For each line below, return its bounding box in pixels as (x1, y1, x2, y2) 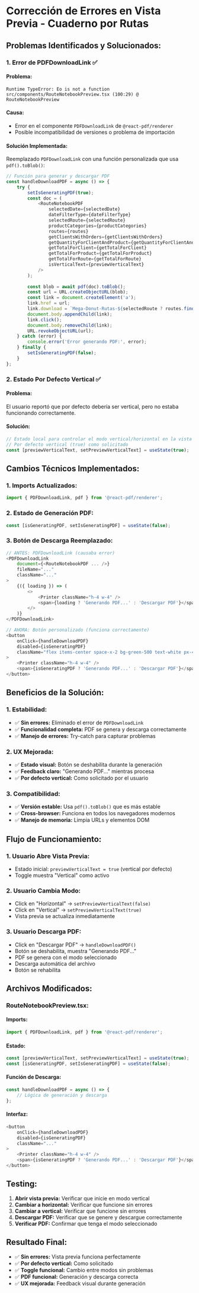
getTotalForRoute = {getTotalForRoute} (48, 256, 142, 262)
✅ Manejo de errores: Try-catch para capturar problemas (14, 732, 156, 739)
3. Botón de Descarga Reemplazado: (6, 537, 113, 545)
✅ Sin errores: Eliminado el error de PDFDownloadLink (14, 719, 144, 726)
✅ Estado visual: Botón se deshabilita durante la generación (14, 761, 163, 768)
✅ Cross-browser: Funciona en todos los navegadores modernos (14, 810, 176, 817)
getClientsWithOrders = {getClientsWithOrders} (48, 234, 163, 240)
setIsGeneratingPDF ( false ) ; (27, 350, 97, 356)
